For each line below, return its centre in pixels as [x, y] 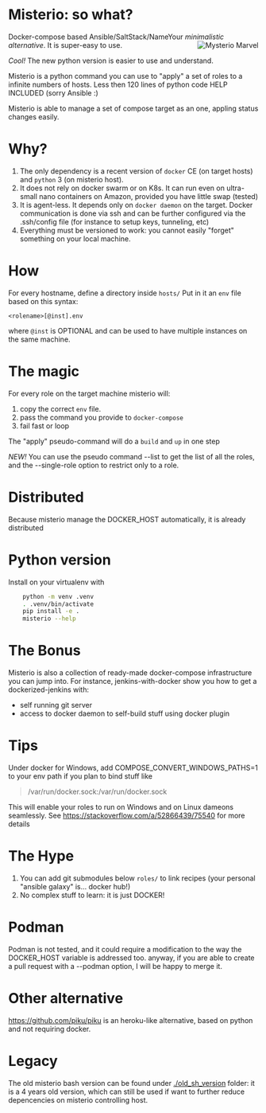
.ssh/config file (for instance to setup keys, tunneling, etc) [114, 221]
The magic [44, 371]
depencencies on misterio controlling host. [78, 1099]
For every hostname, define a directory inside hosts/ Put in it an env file [125, 293]
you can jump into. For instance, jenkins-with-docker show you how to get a [133, 681]
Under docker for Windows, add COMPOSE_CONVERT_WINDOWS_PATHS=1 [133, 767]
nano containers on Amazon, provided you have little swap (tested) [149, 196]
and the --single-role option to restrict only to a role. [94, 465]
